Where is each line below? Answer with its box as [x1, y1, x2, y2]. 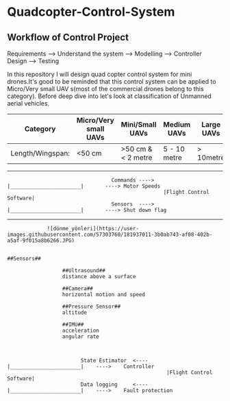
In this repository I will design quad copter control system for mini [7, 70, 192, 78]
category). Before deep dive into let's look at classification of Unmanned [7, 92, 212, 100]
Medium [163, 120, 191, 129]
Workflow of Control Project [7, 32, 129, 43]
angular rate [62, 333, 99, 340]
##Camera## [62, 285, 94, 292]
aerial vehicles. [7, 99, 50, 107]
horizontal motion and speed [62, 291, 146, 298]
